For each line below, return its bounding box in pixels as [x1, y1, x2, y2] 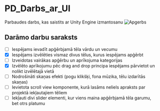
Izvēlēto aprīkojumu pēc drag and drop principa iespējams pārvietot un [11, 63, 155, 68]
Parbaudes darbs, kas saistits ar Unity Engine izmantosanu [4, 19, 123, 25]
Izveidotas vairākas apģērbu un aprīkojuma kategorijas [11, 57, 123, 63]
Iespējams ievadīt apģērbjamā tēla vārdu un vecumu [11, 46, 118, 52]
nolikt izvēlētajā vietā [11, 68, 54, 74]
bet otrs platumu [11, 101, 45, 107]
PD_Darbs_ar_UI [4, 3, 70, 14]
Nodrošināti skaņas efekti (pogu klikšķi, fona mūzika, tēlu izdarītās [11, 74, 145, 79]
